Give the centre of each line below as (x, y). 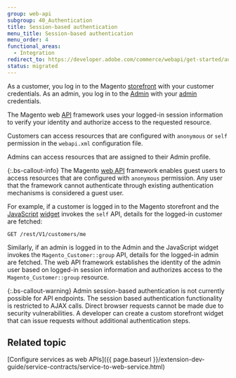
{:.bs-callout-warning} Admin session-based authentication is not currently (116, 291)
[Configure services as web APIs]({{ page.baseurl (79, 360)
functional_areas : (34, 46)
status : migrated (33, 66)
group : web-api (29, 14)
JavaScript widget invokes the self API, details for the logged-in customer (115, 214)
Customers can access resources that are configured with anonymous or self (117, 136)
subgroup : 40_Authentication (50, 20)
